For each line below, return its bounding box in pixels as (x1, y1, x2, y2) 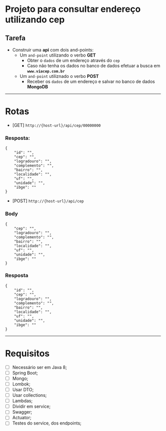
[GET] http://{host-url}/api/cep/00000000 (12, 122, 101, 128)
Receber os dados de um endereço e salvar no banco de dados (27, 78, 155, 84)
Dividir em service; (12, 403, 51, 410)
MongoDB (27, 84, 48, 90)
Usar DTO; (12, 387, 34, 393)
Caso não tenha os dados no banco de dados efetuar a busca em (27, 63, 161, 68)
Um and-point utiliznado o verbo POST (19, 73, 99, 79)
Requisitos (5, 348, 50, 359)
